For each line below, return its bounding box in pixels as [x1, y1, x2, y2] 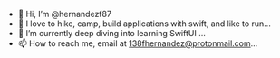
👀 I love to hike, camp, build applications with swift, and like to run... [17, 18, 272, 29]
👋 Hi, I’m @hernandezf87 [17, 9, 111, 19]
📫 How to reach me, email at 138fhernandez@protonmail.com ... [17, 38, 258, 49]
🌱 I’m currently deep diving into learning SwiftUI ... [17, 28, 207, 38]
